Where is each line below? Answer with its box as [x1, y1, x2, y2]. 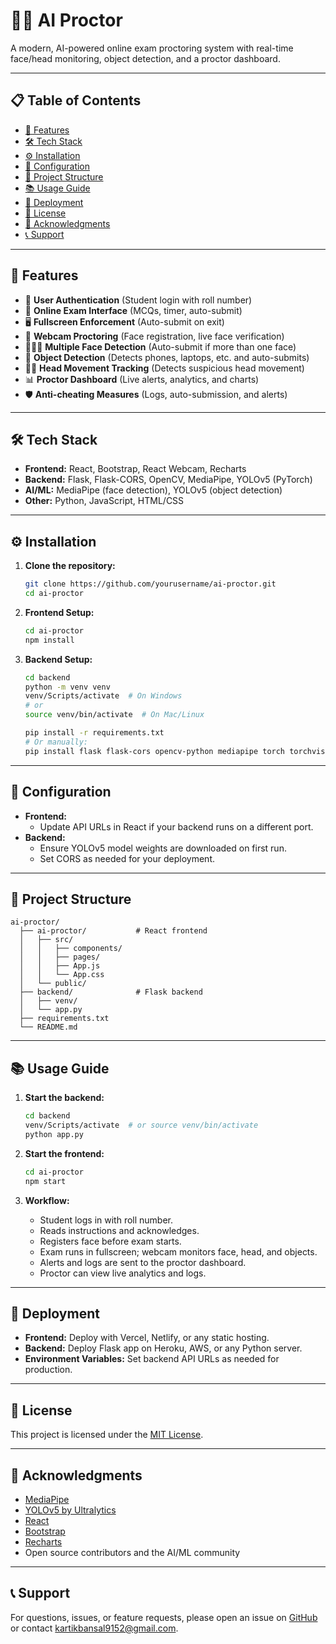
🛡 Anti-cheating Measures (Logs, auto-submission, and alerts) [24, 388, 288, 400]
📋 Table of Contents [10, 92, 142, 109]
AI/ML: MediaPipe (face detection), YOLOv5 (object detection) [24, 484, 283, 496]
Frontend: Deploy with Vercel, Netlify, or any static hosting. [24, 1332, 270, 1344]
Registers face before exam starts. [39, 1235, 182, 1247]
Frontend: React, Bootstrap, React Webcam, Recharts [24, 463, 247, 475]
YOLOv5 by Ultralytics [24, 1504, 117, 1516]
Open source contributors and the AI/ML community [24, 1546, 241, 1558]
